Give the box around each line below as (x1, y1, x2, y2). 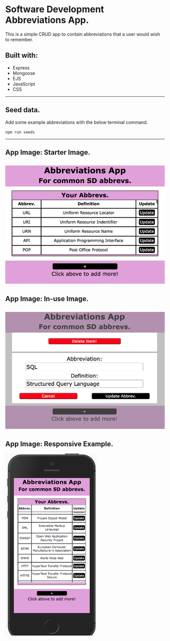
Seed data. (5, 105, 40, 115)
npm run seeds (5, 129, 35, 135)
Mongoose (12, 70, 35, 76)
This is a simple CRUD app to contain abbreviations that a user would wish (5, 31, 160, 37)
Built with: (5, 51, 38, 60)
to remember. (5, 37, 33, 43)
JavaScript (12, 81, 35, 87)
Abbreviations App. (5, 14, 90, 26)
